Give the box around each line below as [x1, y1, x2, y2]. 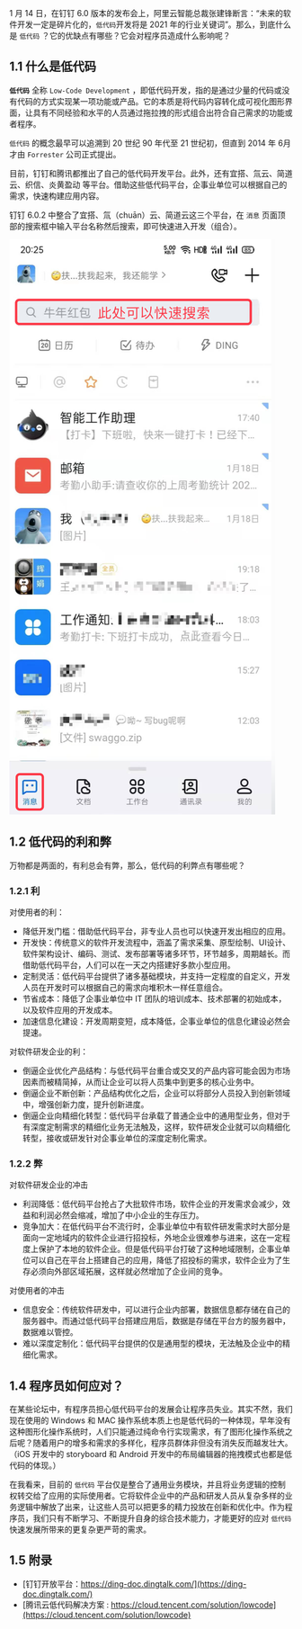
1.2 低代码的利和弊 [9, 835, 112, 850]
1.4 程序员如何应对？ [9, 1378, 124, 1393]
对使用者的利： [9, 907, 65, 917]
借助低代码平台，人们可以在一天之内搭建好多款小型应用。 [22, 959, 235, 970]
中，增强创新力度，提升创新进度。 [22, 1098, 149, 1109]
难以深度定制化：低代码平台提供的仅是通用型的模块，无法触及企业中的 [22, 1338, 283, 1349]
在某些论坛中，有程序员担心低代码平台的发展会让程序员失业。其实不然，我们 [9, 1404, 293, 1415]
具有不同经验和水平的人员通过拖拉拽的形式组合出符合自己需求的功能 [32, 107, 285, 118]
